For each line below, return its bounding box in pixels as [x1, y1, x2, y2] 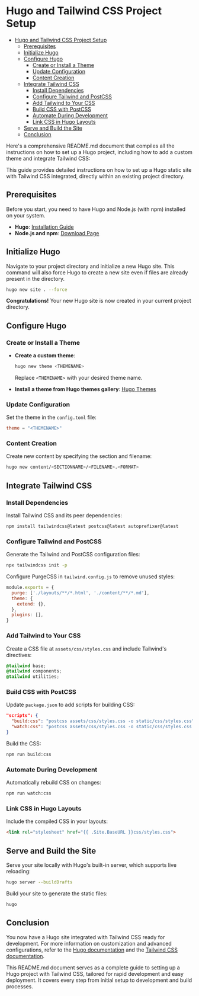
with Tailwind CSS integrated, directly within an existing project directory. [6, 172, 185, 180]
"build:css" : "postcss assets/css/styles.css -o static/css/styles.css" [11, 718, 195, 724]
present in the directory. [6, 275, 65, 282]
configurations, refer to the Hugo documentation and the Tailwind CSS [6, 946, 178, 953]
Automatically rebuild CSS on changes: [6, 779, 102, 786]
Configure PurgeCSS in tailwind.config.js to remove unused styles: [6, 573, 175, 580]
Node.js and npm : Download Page [14, 229, 99, 236]
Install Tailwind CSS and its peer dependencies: [6, 512, 123, 519]
